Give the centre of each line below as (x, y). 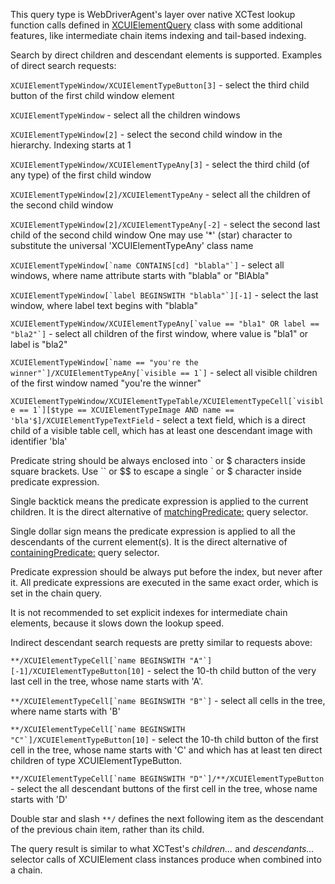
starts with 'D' (39, 799)
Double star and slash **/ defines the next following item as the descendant (167, 818)
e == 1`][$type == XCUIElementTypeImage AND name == (122, 410)
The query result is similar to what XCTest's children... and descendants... (162, 848)
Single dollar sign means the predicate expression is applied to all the (153, 531)
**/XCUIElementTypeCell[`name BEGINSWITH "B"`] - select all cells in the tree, (168, 700)
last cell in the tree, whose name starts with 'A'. (107, 681)
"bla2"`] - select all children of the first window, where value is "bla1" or (159, 333)
